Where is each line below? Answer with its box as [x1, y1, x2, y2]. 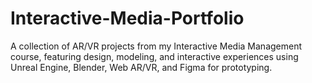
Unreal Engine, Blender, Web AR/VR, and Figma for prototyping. [10, 61, 273, 73]
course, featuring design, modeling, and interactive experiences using [10, 50, 299, 62]
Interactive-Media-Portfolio [10, 7, 245, 30]
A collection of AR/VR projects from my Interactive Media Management [10, 40, 303, 52]
